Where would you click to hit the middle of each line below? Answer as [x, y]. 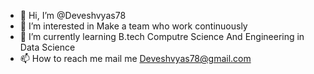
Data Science [47, 47]
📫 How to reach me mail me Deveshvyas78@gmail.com [135, 58]
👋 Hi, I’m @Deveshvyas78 [73, 15]
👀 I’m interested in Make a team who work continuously [133, 26]
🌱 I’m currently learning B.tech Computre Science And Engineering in [162, 36]
